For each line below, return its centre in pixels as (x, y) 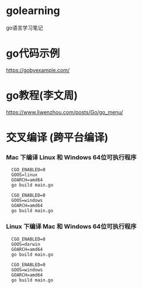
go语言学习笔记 (25, 27)
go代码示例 (33, 54)
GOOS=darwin (26, 244)
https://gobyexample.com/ (38, 70)
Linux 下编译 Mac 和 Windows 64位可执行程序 (71, 226)
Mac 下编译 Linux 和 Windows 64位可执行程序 (71, 157)
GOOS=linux (25, 175)
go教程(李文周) (42, 96)
